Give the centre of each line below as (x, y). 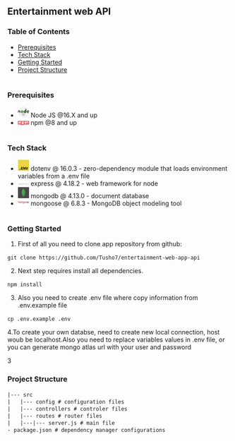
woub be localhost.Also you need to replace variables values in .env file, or (116, 340)
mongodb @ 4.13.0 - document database (90, 195)
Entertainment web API (59, 12)
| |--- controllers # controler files (68, 409)
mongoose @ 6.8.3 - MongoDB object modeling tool (106, 203)
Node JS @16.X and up (64, 115)
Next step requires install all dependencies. (80, 271)
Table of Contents (39, 32)
